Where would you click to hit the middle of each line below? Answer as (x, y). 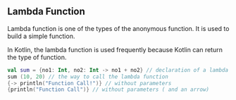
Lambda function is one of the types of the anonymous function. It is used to (118, 28)
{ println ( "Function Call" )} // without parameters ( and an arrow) (108, 90)
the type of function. (37, 57)
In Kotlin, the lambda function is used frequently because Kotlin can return (115, 49)
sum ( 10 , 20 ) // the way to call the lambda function (88, 77)
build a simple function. (41, 36)
